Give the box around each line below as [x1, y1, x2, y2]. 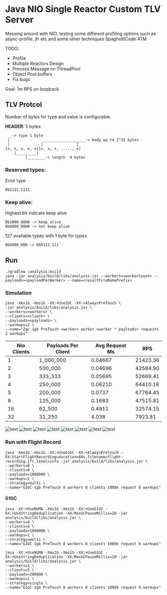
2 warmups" [5, 331, 28, 336]
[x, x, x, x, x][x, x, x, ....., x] [5, 146, 81, 151]
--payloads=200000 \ [5, 572, 48, 577]
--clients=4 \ [5, 524, 35, 529]
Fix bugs [12, 76, 30, 82]
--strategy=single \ [5, 581, 48, 586]
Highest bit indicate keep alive [5, 210, 67, 216]
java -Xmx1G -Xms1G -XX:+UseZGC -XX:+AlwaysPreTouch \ [5, 300, 121, 306]
